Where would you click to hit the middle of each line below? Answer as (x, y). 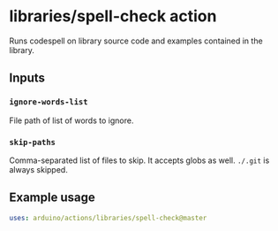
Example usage (52, 198)
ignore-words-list (49, 102)
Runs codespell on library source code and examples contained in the (136, 41)
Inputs (27, 78)
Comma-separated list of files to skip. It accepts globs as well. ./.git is (139, 160)
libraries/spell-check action (113, 16)
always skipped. (38, 169)
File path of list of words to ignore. (71, 120)
